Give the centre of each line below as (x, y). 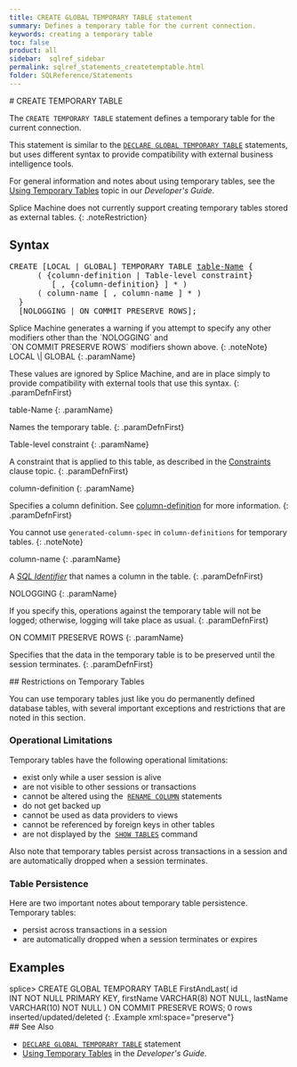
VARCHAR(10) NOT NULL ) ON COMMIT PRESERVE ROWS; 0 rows (131, 1007)
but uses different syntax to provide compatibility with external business (141, 154)
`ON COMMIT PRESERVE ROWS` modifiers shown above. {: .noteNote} (139, 346)
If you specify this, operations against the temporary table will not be (135, 610)
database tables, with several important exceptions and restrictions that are (148, 708)
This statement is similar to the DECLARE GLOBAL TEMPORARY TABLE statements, (148, 144)
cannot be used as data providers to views (100, 815)
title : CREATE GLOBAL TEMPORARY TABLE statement (101, 17)
